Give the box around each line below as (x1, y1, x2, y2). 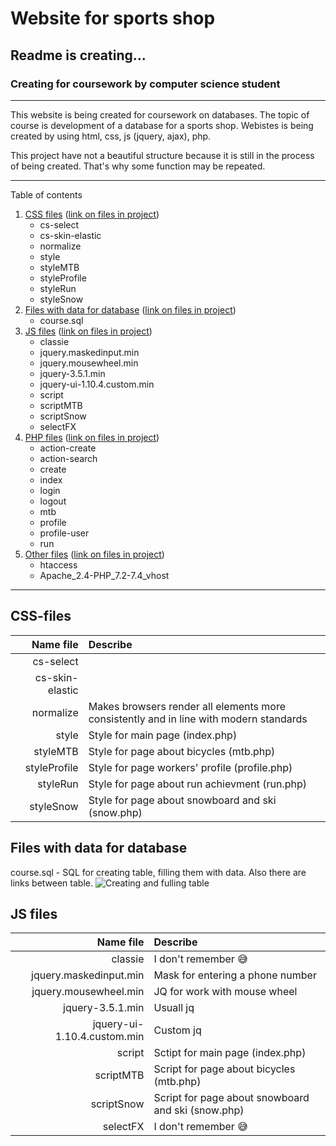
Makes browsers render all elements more (88, 699, 286, 713)
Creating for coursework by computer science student (10, 77, 281, 91)
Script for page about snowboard (153, 1091, 310, 1105)
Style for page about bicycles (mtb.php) (88, 744, 276, 758)
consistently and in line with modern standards (88, 712, 308, 726)
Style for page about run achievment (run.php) (88, 777, 308, 791)
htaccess (39, 558, 78, 571)
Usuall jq (153, 1001, 195, 1015)
